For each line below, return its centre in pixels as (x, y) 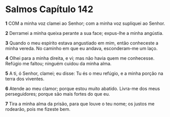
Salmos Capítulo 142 (49, 9)
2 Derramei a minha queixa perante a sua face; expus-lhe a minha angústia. (84, 33)
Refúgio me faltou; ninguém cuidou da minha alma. (58, 63)
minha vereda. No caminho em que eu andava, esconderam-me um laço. (81, 48)
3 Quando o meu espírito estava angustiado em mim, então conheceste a (82, 43)
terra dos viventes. (25, 79)
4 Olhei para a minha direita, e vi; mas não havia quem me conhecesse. (80, 58)
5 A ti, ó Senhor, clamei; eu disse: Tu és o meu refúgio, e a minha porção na (84, 73)
